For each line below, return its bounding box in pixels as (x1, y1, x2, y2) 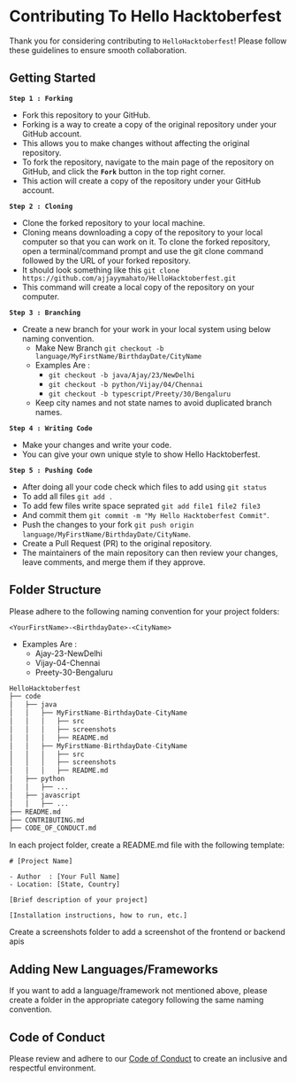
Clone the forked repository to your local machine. (21, 217, 206, 228)
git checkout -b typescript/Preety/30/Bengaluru (48, 390, 231, 398)
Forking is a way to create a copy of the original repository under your (21, 119, 277, 129)
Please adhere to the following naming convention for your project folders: (9, 606, 280, 616)
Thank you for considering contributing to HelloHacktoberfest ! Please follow (9, 35, 287, 46)
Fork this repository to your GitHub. (21, 109, 151, 120)
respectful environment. (9, 1063, 96, 1073)
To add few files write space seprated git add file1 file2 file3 (21, 500, 261, 511)
